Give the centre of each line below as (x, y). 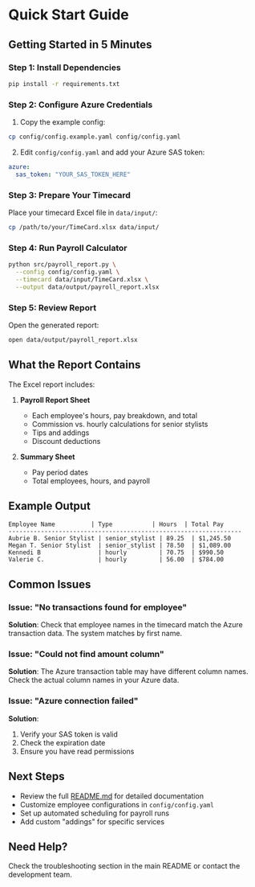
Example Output (49, 506)
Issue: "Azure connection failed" (73, 701)
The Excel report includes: (52, 384)
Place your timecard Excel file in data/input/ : (83, 212)
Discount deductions (66, 441)
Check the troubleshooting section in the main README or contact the (124, 866)
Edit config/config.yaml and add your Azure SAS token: (112, 152)
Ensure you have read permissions (77, 751)
